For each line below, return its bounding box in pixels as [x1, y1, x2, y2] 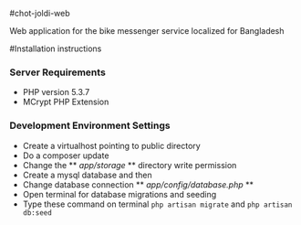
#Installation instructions [9, 43, 102, 54]
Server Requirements [9, 66, 107, 79]
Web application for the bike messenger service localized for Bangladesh [9, 26, 285, 36]
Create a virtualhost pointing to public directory [22, 140, 201, 151]
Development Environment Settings [9, 119, 171, 132]
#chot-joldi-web [9, 8, 70, 18]
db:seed [22, 208, 52, 218]
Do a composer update [22, 150, 109, 161]
